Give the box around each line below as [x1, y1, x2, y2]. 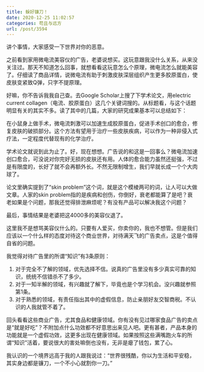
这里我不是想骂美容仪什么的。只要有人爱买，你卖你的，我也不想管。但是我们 [6, 225, 198, 232]
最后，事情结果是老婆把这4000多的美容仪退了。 [6, 212, 126, 219]
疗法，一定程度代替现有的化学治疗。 [6, 135, 97, 143]
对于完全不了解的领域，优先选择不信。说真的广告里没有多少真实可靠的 [15, 265, 191, 273]
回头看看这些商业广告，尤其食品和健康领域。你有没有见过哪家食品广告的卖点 [6, 316, 198, 323]
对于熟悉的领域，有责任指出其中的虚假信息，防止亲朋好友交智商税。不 [15, 296, 191, 303]
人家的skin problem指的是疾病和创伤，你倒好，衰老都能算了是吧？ [22, 191, 188, 198]
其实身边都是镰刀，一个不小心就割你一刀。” [6, 359, 113, 367]
